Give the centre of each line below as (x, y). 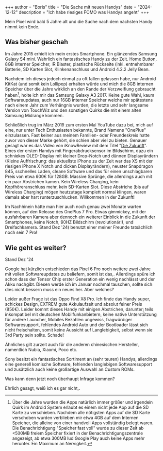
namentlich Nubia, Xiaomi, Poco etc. (41, 350)
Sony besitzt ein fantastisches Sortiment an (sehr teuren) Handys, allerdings (81, 359)
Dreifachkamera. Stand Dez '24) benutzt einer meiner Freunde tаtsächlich (79, 227)
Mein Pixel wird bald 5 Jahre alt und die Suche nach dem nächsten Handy (79, 22)
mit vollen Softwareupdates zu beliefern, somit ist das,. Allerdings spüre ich (81, 274)
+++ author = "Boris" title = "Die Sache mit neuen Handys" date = (71, 7)
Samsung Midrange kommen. (34, 116)
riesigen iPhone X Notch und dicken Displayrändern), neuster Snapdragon (79, 166)
